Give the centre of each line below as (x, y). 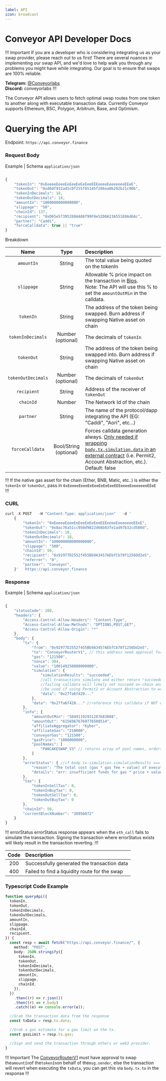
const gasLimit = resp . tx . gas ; (42, 1034)
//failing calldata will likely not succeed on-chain (97, 685)
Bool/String (67, 446)
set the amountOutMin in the (116, 293)
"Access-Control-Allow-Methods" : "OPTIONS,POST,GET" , (79, 625)
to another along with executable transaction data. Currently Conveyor (77, 103)
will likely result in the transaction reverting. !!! (52, 843)
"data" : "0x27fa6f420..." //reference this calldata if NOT (95, 703)
